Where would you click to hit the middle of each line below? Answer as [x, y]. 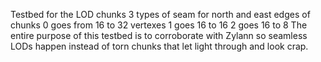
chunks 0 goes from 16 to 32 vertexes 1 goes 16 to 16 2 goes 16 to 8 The [159, 25]
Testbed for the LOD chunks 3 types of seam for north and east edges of [160, 14]
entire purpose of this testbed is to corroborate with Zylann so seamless [159, 35]
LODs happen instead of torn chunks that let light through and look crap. [159, 46]
